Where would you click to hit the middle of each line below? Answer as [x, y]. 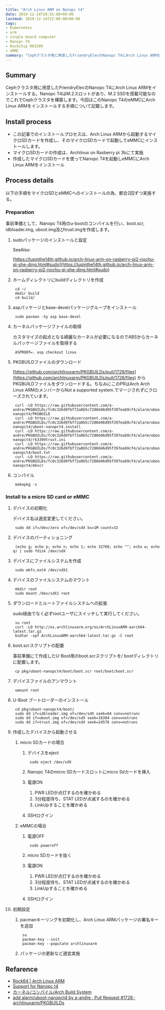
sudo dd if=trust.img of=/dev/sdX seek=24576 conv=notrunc [76, 722]
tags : [11, 23]
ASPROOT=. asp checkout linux [46, 352]
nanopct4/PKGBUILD [31, 414]
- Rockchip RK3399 [24, 46]
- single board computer [31, 37]
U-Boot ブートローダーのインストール [50, 700]
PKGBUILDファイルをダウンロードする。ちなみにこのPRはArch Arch [81, 384]
